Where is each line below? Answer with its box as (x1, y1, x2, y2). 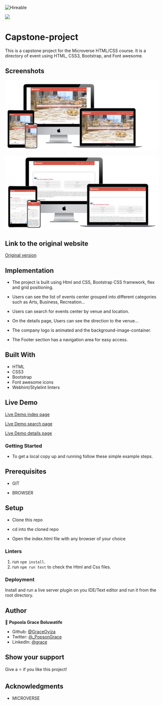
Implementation (5, 266, 54, 275)
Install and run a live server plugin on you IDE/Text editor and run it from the (5, 587, 157, 593)
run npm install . (12, 559, 46, 564)
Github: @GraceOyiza (12, 629, 56, 634)
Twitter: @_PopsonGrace (12, 634, 62, 639)
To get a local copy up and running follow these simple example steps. (12, 453, 153, 459)
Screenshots (5, 67, 45, 75)
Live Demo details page (5, 430, 52, 436)
